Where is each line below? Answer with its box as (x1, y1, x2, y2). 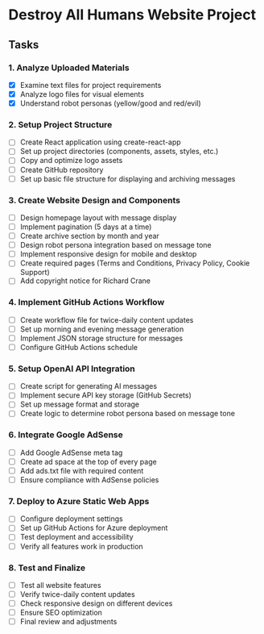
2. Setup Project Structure (8, 119, 113, 130)
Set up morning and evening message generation (19, 324, 184, 334)
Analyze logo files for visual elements (19, 89, 145, 98)
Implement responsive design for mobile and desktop (19, 249, 197, 259)
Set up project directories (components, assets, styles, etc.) (19, 147, 219, 156)
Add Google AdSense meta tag (19, 448, 123, 457)
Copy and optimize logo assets (19, 156, 123, 165)
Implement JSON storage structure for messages (19, 333, 184, 343)
